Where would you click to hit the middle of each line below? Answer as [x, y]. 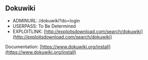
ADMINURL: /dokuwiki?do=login [46, 20]
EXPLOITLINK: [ [29, 31]
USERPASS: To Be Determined [44, 26]
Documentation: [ [23, 47]
